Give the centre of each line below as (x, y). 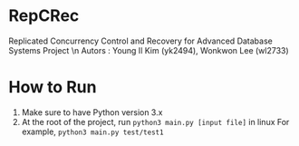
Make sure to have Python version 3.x (92, 112)
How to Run (53, 88)
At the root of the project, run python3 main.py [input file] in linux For (155, 122)
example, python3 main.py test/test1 (92, 131)
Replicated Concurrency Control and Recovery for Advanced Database (140, 41)
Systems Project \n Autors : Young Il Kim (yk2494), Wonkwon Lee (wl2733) (149, 50)
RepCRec (44, 16)
